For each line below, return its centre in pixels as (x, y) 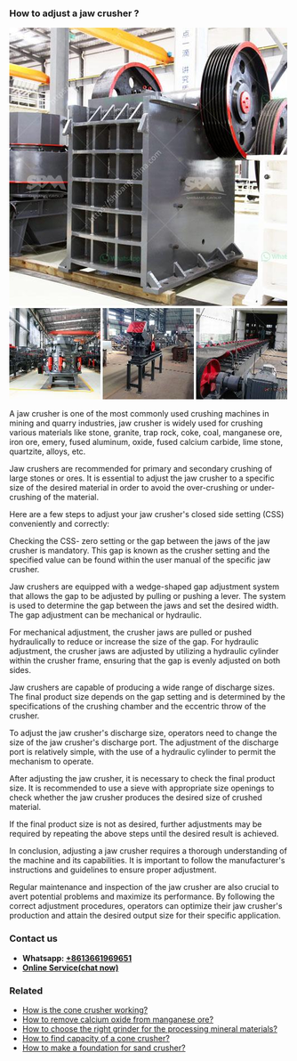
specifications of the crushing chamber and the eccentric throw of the (138, 707)
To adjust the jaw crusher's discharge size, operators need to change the (143, 733)
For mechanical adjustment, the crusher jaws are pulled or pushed (130, 632)
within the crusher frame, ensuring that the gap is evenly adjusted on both (145, 660)
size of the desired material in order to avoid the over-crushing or (129, 488)
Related (26, 991)
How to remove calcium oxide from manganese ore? (118, 1019)
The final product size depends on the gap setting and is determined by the (148, 697)
